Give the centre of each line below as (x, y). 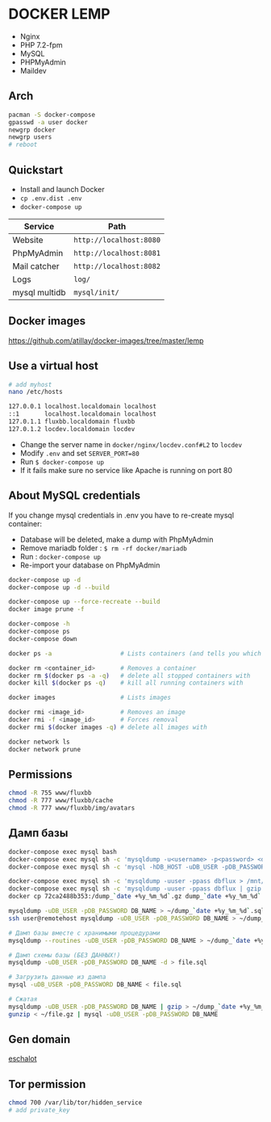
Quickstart (36, 170)
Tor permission (47, 1084)
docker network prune (45, 749)
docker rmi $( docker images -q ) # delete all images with (108, 727)
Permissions (40, 775)
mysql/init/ (96, 292)
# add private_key (39, 1111)
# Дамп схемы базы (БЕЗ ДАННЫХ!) (65, 955)
